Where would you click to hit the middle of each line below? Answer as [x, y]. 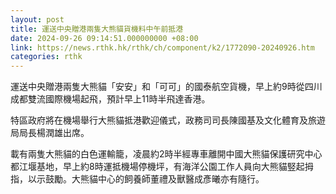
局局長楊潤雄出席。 [50, 133]
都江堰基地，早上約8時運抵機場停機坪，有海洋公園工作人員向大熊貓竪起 [157, 167]
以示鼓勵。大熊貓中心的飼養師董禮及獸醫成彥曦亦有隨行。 [146, 179]
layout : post [37, 19]
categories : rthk [46, 57]
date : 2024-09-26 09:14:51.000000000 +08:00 [104, 38]
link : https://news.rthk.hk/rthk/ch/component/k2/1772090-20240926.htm [162, 47]
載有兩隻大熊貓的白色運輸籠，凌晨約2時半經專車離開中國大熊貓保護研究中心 [166, 154]
